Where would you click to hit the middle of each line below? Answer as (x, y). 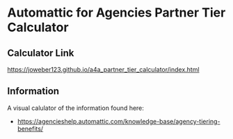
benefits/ (30, 129)
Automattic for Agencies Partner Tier (116, 13)
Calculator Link (41, 53)
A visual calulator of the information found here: (76, 108)
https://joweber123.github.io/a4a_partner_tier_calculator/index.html (103, 69)
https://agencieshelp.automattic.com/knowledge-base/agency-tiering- (119, 121)
